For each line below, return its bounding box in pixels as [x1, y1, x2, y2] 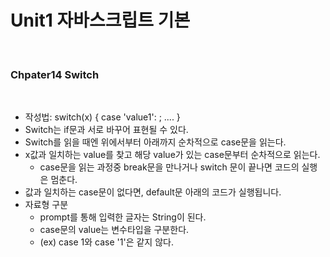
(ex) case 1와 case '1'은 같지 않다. [39, 236, 174, 248]
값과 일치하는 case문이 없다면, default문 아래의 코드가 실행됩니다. [24, 186, 282, 198]
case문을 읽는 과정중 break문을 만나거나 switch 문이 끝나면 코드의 [39, 161, 300, 173]
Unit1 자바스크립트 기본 [10, 9, 191, 32]
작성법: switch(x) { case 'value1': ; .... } [24, 111, 181, 123]
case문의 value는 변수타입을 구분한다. [39, 224, 190, 236]
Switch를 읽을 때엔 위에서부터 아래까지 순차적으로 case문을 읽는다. [24, 136, 287, 148]
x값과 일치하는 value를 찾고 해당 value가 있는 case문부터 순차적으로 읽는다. [24, 149, 321, 161]
